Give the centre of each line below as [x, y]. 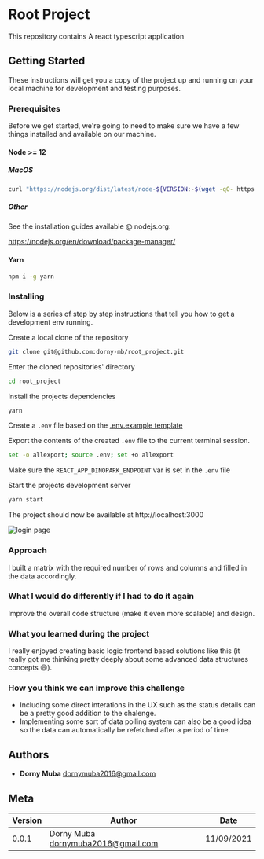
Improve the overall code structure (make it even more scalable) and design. [132, 613]
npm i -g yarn [31, 277]
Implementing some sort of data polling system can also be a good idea [135, 721]
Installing [26, 296]
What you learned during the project [79, 633]
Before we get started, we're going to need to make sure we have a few [124, 126]
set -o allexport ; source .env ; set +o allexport [91, 455]
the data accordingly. [42, 576]
